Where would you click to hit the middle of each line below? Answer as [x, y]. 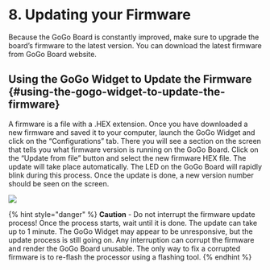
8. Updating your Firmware [100, 15]
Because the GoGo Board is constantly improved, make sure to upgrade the [134, 37]
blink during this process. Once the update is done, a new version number [131, 175]
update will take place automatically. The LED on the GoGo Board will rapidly [135, 166]
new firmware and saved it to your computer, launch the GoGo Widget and [132, 132]
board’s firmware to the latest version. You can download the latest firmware [135, 45]
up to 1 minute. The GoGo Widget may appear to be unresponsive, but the [131, 231]
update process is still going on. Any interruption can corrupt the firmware [131, 239]
